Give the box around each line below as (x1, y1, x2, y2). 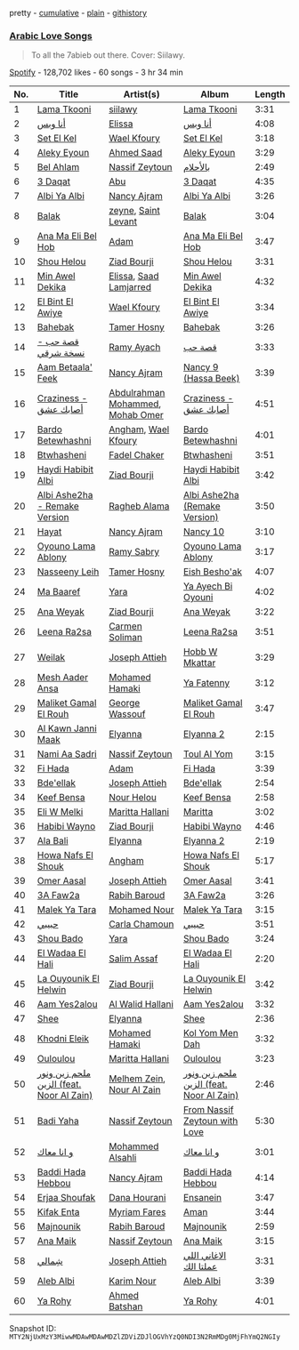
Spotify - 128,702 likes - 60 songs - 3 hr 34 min (9, 67, 184, 78)
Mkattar (182, 657, 216, 670)
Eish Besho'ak (182, 566, 243, 578)
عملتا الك (182, 1260, 218, 1273)
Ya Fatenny (182, 677, 230, 689)
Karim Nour (108, 1275, 158, 1288)
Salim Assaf (108, 952, 158, 965)
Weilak (36, 651, 66, 663)
